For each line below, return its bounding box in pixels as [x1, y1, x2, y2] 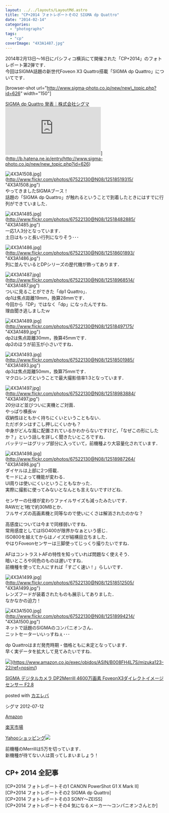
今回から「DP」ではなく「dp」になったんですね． [5, 301, 110, 307]
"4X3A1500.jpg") [5, 618, 41, 624]
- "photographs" [10, 27, 44, 32]
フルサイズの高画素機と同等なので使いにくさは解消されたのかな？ [5, 510, 144, 516]
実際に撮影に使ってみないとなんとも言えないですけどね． [5, 486, 126, 492]
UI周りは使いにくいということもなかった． [5, 480, 95, 486]
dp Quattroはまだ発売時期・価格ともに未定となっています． [5, 642, 130, 648]
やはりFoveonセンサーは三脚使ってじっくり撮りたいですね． [5, 540, 132, 546]
